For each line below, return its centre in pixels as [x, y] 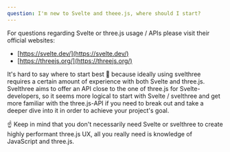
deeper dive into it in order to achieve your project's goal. [88, 110]
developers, [24, 96]
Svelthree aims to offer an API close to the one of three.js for [93, 88]
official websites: [31, 40]
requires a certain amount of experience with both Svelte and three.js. [106, 81]
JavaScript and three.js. [41, 141]
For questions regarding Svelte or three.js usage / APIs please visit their [108, 33]
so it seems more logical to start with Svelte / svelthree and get [131, 96]
